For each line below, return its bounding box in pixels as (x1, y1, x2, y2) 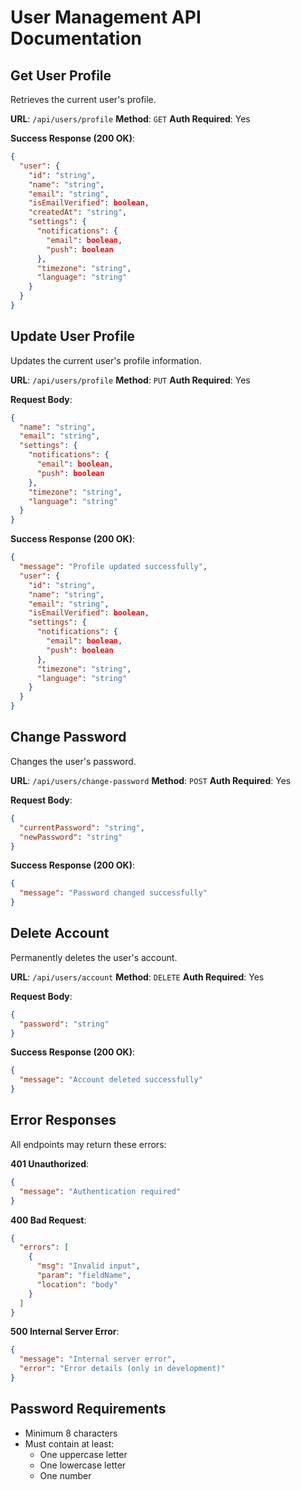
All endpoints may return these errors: (10, 1138, 167, 1150)
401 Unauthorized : (10, 1157, 90, 1170)
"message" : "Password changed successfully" (19, 888, 208, 898)
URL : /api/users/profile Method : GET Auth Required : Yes (10, 113, 251, 125)
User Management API (10, 6, 202, 29)
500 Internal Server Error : (10, 1326, 120, 1338)
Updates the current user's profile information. (10, 354, 202, 366)
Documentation (10, 27, 143, 50)
